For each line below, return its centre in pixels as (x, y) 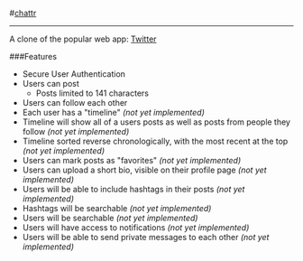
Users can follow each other (75, 103)
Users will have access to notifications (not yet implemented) (136, 228)
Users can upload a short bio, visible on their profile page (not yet (145, 170)
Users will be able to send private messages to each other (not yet (146, 237)
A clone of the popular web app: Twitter (83, 39)
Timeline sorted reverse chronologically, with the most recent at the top (155, 141)
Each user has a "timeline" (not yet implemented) (113, 112)
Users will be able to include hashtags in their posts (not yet (133, 189)
